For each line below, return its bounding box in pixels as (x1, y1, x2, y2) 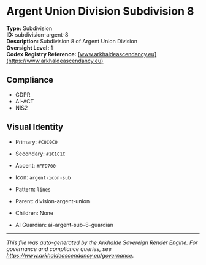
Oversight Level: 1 (6, 44, 53, 51)
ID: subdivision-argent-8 (6, 31, 69, 38)
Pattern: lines (15, 185, 51, 193)
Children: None (15, 209, 54, 217)
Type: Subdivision (6, 24, 53, 32)
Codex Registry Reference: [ (6, 50, 80, 58)
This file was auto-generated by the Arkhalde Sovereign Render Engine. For (6, 239, 198, 246)
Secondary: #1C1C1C (15, 150, 66, 157)
